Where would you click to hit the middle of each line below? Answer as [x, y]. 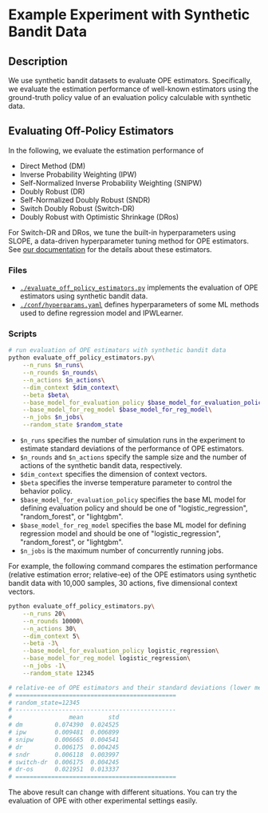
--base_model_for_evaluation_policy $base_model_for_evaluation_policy [144, 402]
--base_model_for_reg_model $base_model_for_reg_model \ [118, 410]
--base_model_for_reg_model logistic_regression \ [107, 659]
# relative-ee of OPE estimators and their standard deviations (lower [130, 687]
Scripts [23, 334]
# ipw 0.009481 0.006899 [64, 733]
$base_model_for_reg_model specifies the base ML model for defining [133, 525]
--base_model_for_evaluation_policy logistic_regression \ [121, 651]
